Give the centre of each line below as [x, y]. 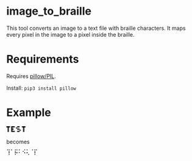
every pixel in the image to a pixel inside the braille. [70, 34]
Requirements [43, 59]
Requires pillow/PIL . [31, 76]
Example [29, 113]
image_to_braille [49, 11]
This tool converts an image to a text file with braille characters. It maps [96, 28]
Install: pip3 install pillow [41, 88]
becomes [18, 142]
